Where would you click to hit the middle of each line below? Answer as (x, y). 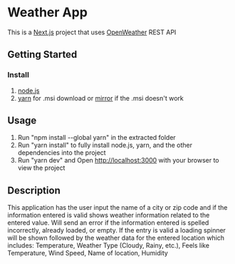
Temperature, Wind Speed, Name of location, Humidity (88, 253)
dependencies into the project (62, 153)
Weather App (47, 12)
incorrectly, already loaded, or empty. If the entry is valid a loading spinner (117, 230)
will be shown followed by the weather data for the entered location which (116, 238)
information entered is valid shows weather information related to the (109, 215)
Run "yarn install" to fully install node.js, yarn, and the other (105, 145)
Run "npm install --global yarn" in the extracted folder (96, 138)
